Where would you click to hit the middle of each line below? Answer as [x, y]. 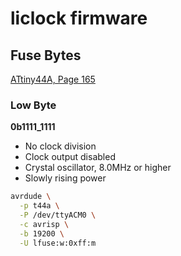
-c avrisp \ [44, 224]
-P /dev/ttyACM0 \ [58, 215]
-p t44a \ [39, 206]
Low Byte [33, 105]
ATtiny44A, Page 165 [53, 79]
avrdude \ [31, 197]
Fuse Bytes [46, 55]
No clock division [60, 146]
